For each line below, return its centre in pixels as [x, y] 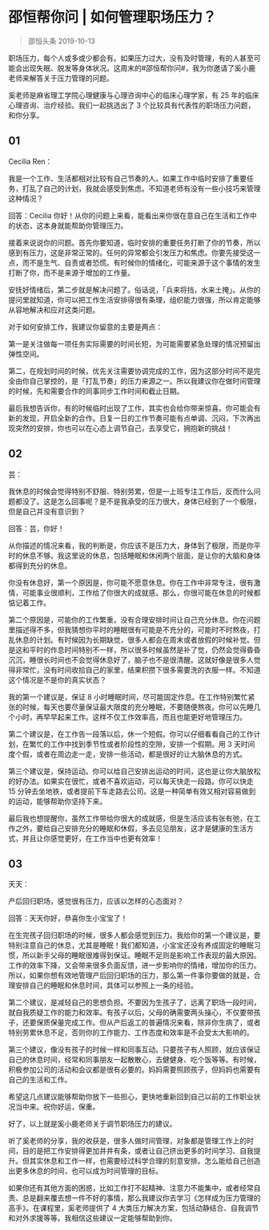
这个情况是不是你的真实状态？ [57, 680]
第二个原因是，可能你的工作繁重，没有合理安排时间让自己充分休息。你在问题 [134, 619]
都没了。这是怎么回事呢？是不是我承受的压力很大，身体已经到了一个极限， [138, 501]
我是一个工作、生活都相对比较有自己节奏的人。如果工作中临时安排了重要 [127, 178]
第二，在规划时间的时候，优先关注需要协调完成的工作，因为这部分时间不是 [131, 371]
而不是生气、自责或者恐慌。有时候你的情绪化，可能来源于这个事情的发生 [141, 262]
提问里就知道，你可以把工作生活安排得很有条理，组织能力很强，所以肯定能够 [134, 299]
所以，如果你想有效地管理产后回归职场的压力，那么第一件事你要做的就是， [131, 976]
